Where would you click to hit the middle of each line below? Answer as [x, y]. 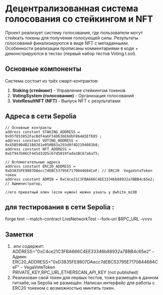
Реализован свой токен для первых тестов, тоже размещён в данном [85, 278]
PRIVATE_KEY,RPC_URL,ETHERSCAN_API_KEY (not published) [75, 272]
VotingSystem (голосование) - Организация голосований [73, 95]
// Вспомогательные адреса [33, 162]
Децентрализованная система [72, 9]
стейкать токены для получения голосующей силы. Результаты [72, 38]
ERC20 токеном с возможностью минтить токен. [64, 288]
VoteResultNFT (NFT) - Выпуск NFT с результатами [66, 101]
